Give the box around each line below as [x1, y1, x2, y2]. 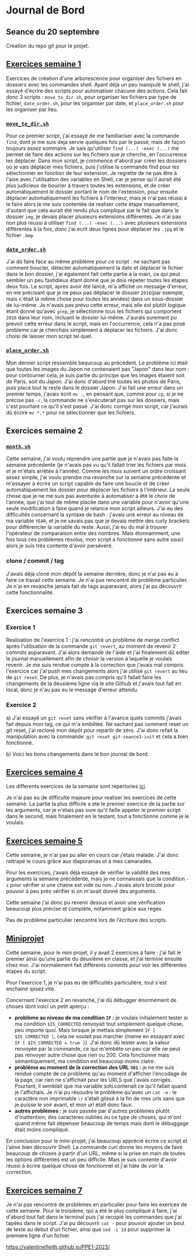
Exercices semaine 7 [6, 1185, 83, 1195]
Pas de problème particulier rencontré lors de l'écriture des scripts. [6, 917, 167, 924]
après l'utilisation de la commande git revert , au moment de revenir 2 [6, 643, 176, 650]
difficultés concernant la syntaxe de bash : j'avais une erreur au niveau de [6, 511, 184, 518]
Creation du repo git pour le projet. [6, 42, 89, 49]
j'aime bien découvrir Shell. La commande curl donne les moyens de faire [6, 1144, 183, 1151]
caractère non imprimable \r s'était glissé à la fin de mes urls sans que [14, 1095, 185, 1102]
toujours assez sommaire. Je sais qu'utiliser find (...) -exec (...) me [6, 144, 179, 152]
